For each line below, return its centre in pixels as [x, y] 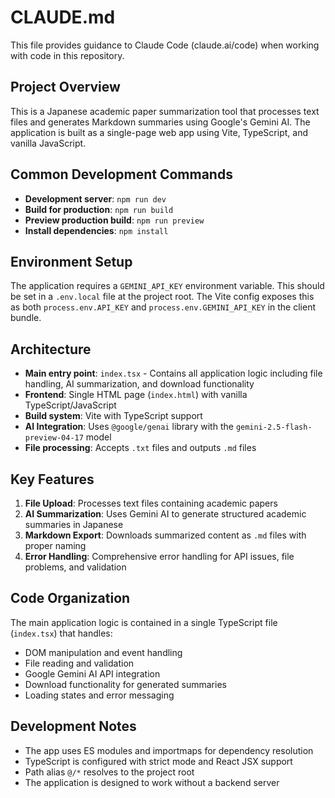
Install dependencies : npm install [96, 230]
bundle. [26, 318]
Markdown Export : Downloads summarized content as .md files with [165, 535]
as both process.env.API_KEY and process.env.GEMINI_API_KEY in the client [163, 307]
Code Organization [70, 598]
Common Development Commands [121, 174]
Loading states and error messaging [99, 695]
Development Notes [73, 726]
